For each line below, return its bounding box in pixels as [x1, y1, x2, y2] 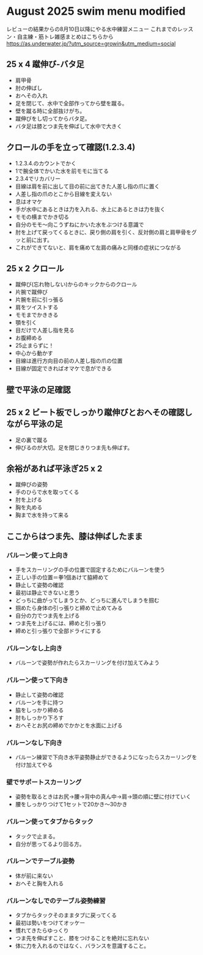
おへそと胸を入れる [15, 880, 64, 887]
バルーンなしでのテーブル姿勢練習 [6, 896, 106, 905]
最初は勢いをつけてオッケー [15, 919, 86, 927]
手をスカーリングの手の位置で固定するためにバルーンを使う [15, 566, 166, 574]
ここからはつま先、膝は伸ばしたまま [6, 531, 143, 541]
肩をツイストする [15, 304, 59, 311]
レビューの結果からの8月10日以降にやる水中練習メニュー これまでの [6, 25, 178, 32]
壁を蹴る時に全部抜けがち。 [15, 107, 86, 114]
